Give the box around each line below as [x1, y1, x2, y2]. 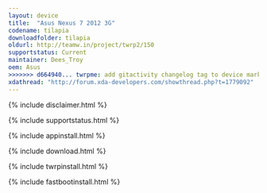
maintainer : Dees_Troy [8, 56, 83, 64]
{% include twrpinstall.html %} [8, 161, 109, 171]
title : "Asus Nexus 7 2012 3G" [8, 19, 115, 27]
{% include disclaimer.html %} [8, 100, 107, 110]
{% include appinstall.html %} [8, 130, 106, 140]
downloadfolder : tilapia [8, 33, 91, 42]
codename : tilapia [8, 26, 69, 34]
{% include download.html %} [8, 146, 106, 156]
